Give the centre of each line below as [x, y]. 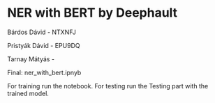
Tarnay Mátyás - [31, 59]
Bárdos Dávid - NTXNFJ [42, 32]
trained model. [28, 93]
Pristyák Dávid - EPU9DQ [44, 45]
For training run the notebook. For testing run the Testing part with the [108, 86]
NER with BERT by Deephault [92, 13]
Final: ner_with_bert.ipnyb [44, 72]
